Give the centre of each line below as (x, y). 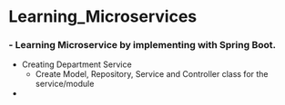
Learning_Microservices (103, 17)
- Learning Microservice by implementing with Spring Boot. (142, 45)
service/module (65, 84)
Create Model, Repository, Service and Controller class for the (152, 74)
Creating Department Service (77, 64)
